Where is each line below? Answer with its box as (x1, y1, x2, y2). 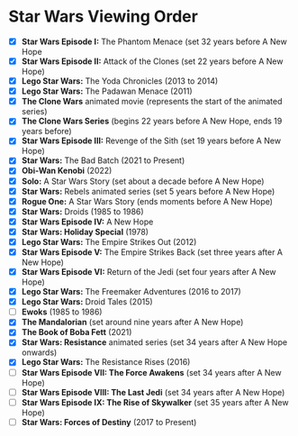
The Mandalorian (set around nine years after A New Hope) (21, 317, 244, 328)
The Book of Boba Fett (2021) (21, 327, 132, 338)
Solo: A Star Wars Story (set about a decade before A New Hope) (21, 176, 265, 186)
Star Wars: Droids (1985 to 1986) (21, 205, 145, 217)
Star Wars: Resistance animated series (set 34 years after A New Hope (21, 337, 288, 348)
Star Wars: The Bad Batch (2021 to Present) (21, 155, 185, 166)
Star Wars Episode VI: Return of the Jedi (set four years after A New (21, 267, 276, 277)
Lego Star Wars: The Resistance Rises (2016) (21, 357, 191, 368)
